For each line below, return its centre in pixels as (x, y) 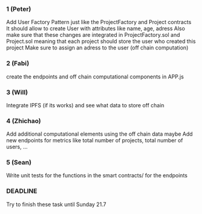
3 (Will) (17, 92)
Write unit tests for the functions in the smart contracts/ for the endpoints (97, 175)
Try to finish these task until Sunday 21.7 (56, 204)
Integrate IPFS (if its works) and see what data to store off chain (85, 105)
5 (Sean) (19, 163)
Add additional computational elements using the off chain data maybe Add (99, 134)
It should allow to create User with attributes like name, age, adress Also (96, 28)
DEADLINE (22, 191)
